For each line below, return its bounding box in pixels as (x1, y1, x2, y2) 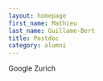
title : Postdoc (8, 34, 60, 43)
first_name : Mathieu (8, 19, 78, 27)
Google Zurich (8, 63, 56, 73)
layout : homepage (8, 11, 67, 20)
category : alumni (8, 42, 67, 50)
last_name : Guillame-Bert (8, 26, 95, 34)
